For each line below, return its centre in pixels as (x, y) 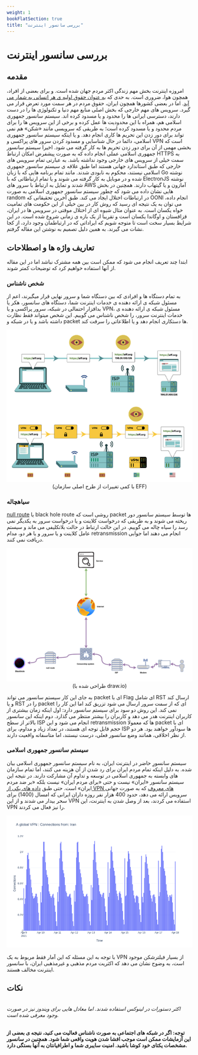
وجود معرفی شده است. (33, 1015)
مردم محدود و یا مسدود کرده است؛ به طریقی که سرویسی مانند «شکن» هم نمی (94, 129)
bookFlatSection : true (34, 19)
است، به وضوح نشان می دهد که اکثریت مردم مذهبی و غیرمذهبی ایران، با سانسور (95, 963)
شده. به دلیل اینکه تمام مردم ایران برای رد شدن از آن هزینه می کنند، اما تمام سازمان (99, 769)
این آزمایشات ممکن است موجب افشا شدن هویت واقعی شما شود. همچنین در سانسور (99, 1039)
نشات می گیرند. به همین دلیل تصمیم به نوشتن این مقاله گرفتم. (75, 229)
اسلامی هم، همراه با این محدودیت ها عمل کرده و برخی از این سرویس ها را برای (94, 122)
